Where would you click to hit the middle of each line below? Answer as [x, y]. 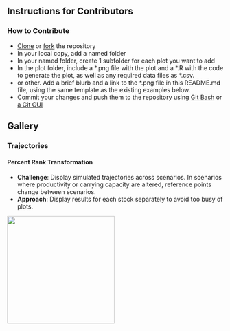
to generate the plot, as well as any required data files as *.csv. [105, 75]
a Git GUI [30, 104]
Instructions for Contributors [70, 11]
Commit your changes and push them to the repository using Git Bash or [119, 97]
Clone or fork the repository [56, 46]
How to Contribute [38, 31]
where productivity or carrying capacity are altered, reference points [114, 184]
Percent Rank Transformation [50, 162]
